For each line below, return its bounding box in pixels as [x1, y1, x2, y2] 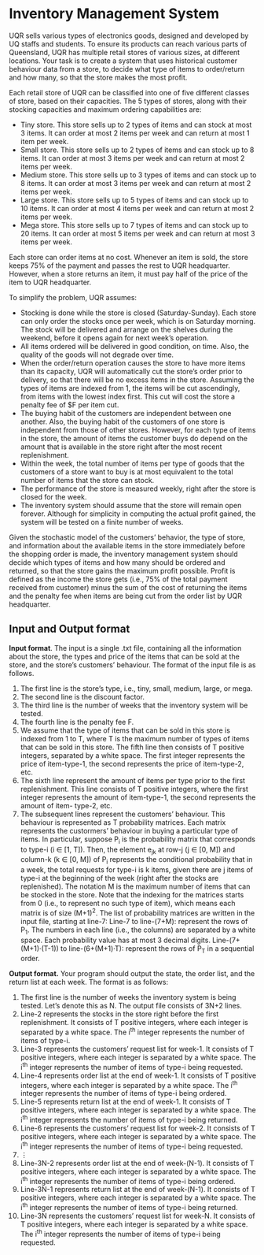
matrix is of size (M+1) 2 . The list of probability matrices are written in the [20, 907, 255, 918]
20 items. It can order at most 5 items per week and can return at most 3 [20, 228, 255, 238]
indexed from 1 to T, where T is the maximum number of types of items [20, 733, 250, 743]
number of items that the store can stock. [20, 475, 155, 485]
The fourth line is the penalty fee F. [20, 717, 134, 726]
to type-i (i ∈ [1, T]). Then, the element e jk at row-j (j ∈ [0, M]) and [20, 845, 236, 856]
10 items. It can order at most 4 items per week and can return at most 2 [20, 203, 255, 213]
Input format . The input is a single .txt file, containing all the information [9, 643, 242, 652]
